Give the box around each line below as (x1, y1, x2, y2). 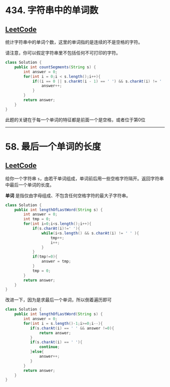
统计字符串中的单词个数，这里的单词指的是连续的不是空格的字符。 (5, 39, 143, 45)
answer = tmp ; (41, 259, 71, 264)
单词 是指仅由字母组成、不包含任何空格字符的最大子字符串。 (5, 192, 131, 199)
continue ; (39, 345, 60, 350)
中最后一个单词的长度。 (5, 181, 54, 187)
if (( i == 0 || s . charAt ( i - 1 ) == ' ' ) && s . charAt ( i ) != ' (32, 79, 162, 84)
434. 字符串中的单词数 (5, 5, 99, 16)
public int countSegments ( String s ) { (14, 64, 96, 70)
